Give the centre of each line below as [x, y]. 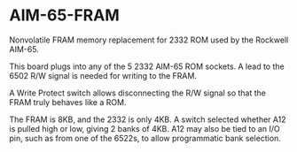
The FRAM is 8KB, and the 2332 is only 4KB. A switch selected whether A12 [148, 119]
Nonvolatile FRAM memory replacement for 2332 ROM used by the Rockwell [149, 40]
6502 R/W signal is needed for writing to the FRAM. [103, 75]
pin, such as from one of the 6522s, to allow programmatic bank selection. [145, 138]
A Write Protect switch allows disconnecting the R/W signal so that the [137, 93]
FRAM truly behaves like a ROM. [68, 102]
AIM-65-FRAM [64, 15]
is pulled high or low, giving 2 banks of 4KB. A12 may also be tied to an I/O [145, 128]
